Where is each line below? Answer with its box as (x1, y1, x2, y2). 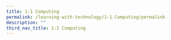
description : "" (6, 19, 46, 25)
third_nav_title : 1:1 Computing (6, 25, 86, 31)
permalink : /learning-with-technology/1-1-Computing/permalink (6, 14, 166, 20)
